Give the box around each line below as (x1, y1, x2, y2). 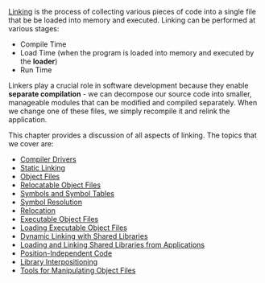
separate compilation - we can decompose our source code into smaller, (8, 89, 252, 99)
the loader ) (19, 56, 58, 66)
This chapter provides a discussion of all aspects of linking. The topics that (8, 130, 257, 140)
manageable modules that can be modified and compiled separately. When (8, 98, 258, 107)
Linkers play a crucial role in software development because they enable (8, 80, 249, 90)
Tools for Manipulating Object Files (19, 265, 136, 275)
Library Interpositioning (19, 257, 98, 266)
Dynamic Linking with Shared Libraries (19, 232, 148, 240)
